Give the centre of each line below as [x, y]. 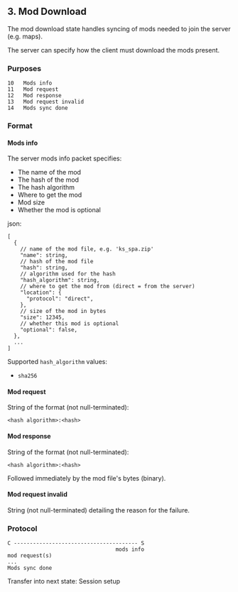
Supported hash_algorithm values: [58, 362]
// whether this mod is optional [70, 324]
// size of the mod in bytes [63, 312]
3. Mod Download [47, 12]
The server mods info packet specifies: [65, 158]
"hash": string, [44, 268]
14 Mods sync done [38, 108]
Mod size [31, 202]
